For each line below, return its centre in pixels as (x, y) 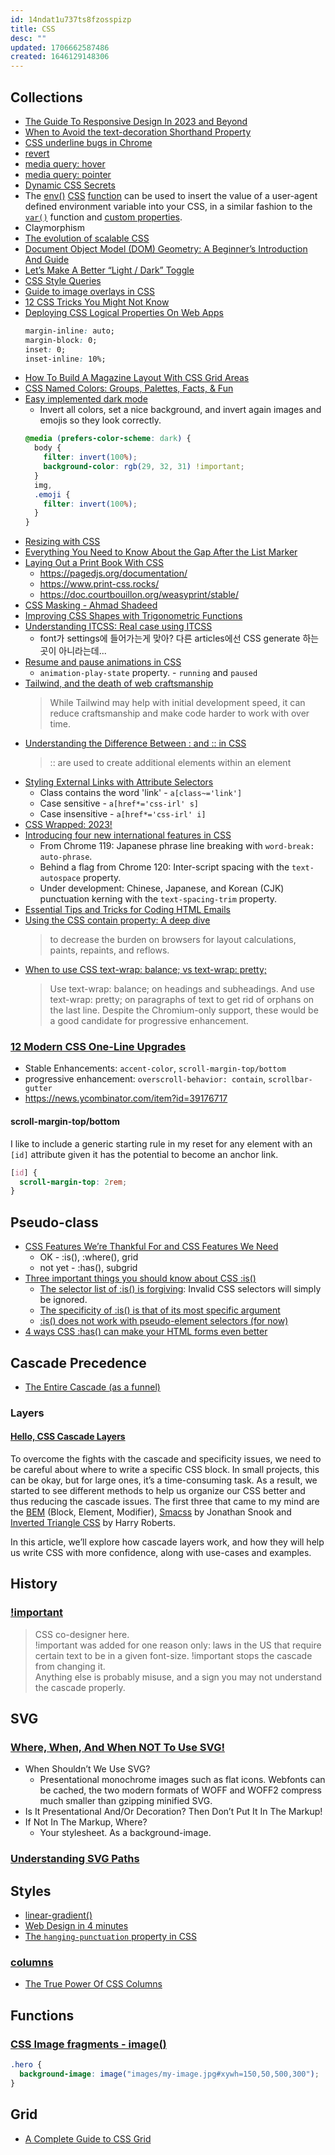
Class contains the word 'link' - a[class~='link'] (141, 793)
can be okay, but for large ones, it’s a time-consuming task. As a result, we (164, 1480)
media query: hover (65, 163)
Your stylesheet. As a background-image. (125, 1833)
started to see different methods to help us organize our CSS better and (158, 1491)
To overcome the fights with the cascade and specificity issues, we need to (166, 1459)
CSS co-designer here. (82, 1634)
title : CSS (33, 29)
